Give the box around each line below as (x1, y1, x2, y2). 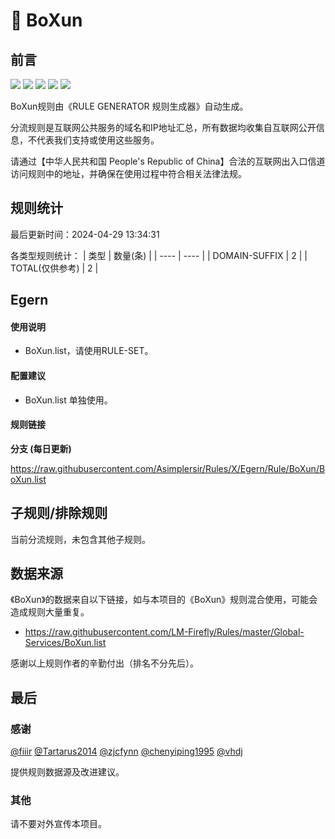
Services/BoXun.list (24, 637, 107, 649)
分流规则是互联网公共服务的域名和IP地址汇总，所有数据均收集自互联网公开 (10, 122, 317, 133)
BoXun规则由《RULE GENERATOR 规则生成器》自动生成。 (10, 100, 249, 112)
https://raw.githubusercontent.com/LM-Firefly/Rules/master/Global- (24, 626, 305, 638)
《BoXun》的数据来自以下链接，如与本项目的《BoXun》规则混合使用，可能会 (10, 594, 318, 606)
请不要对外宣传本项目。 (10, 818, 107, 830)
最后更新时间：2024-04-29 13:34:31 (10, 228, 160, 240)
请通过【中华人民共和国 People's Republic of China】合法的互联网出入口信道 (10, 155, 326, 167)
